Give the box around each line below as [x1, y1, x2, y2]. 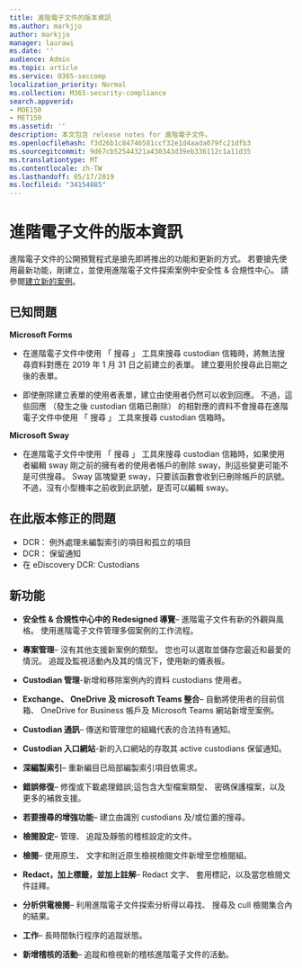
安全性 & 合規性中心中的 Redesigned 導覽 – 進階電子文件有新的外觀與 [22, 614, 277, 624]
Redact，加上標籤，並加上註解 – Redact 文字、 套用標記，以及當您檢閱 [22, 869, 283, 880]
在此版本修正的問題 [9, 511, 116, 526]
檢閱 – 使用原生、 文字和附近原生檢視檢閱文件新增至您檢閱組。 [22, 849, 252, 860]
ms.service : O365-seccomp [9, 72, 106, 81]
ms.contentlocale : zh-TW [9, 164, 102, 173]
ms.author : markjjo [9, 22, 83, 31]
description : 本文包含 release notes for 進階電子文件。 [9, 130, 212, 139]
